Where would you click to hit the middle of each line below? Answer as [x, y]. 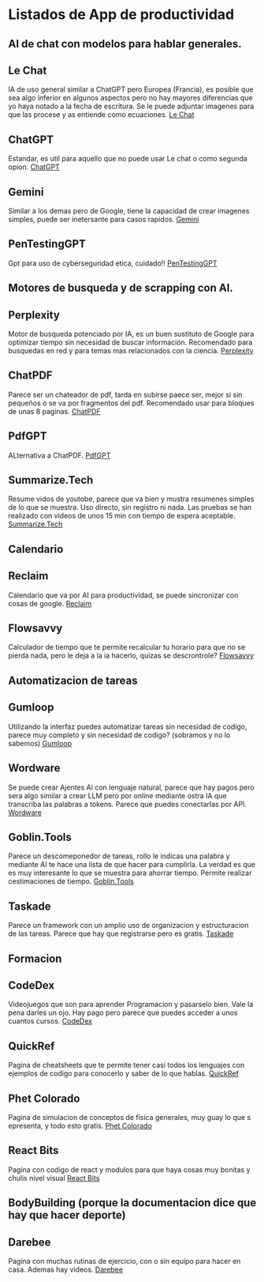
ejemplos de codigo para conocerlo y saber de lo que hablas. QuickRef [123, 1073]
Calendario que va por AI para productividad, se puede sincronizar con [123, 595]
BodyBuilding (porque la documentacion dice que [132, 1203]
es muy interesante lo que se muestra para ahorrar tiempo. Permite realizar [130, 873]
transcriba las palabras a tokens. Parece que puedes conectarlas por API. [128, 804]
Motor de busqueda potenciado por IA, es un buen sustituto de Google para [131, 334]
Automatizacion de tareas [73, 680]
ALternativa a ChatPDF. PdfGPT [59, 455]
